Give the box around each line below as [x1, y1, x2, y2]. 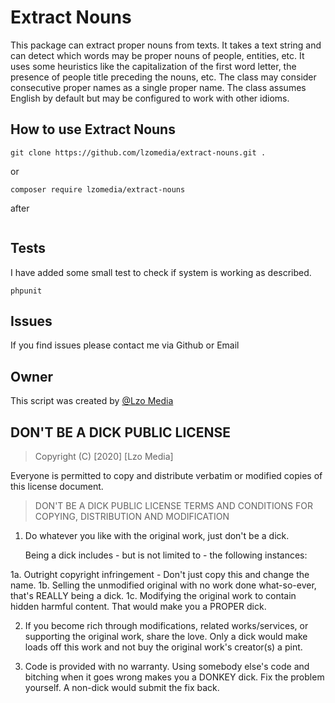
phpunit [10, 286, 43, 296]
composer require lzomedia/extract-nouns [10, 184, 186, 195]
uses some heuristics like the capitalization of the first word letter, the [10, 60, 297, 72]
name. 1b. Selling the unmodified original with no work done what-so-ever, [10, 579, 317, 591]
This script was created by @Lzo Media [10, 395, 174, 407]
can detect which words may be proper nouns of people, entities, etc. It [10, 49, 305, 61]
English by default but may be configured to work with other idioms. [10, 92, 290, 104]
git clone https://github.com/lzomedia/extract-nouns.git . [10, 147, 267, 158]
